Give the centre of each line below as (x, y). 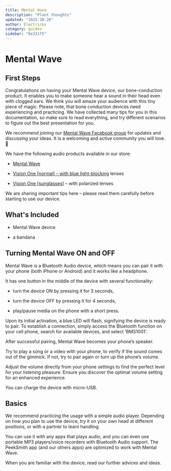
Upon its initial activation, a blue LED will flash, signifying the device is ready (86, 320)
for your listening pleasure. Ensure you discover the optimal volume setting (84, 372)
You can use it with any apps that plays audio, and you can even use (77, 437)
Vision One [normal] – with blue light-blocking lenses (68, 174)
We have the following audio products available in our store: (68, 154)
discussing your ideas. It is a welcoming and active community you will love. (85, 138)
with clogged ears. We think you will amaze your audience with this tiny (80, 101)
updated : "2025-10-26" (29, 19)
